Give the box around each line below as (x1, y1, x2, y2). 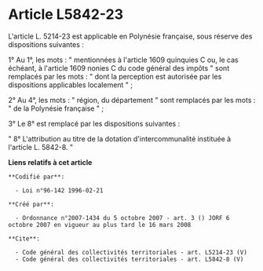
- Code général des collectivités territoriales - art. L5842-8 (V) (15, 255, 244, 263)
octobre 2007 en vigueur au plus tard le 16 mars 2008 (8, 221, 192, 229)
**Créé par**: (8, 200, 55, 208)
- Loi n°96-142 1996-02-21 (15, 186, 104, 194)
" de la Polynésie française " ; (8, 104, 104, 113)
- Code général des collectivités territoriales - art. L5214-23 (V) (15, 248, 247, 256)
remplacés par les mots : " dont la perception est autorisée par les (8, 71, 222, 81)
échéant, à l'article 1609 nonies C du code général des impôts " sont (8, 63, 230, 72)
